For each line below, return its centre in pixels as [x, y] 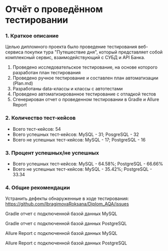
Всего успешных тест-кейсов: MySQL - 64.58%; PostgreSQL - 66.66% [88, 164]
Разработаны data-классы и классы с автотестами [68, 89]
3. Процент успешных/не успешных [52, 153]
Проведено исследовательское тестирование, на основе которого [85, 67]
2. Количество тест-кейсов [40, 118]
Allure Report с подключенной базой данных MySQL [61, 233]
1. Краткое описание [32, 36]
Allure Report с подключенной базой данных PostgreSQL [66, 243]
